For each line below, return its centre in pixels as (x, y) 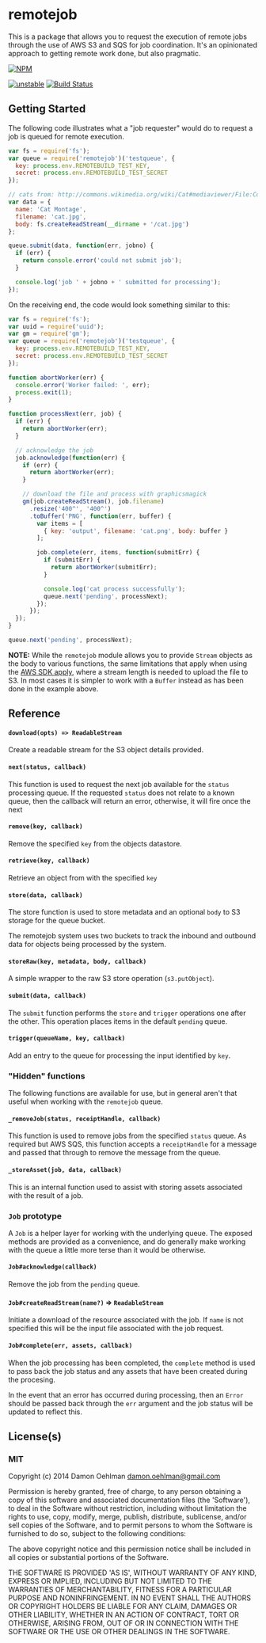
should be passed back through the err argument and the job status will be (131, 1403)
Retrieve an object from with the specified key (83, 878)
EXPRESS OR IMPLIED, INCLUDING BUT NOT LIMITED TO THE (110, 1581)
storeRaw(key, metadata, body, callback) (78, 961)
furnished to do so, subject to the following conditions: (97, 1534)
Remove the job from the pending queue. (74, 1284)
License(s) (35, 1436)
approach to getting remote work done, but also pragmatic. (104, 53)
